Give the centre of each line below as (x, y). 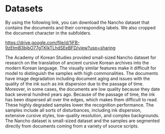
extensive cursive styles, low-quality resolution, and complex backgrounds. (82, 115)
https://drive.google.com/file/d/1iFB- (42, 42)
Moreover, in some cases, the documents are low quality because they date (82, 89)
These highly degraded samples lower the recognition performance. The (80, 105)
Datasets (24, 9)
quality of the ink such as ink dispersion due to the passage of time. (75, 84)
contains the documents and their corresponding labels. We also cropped (80, 27)
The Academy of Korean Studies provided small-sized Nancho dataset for (81, 57)
